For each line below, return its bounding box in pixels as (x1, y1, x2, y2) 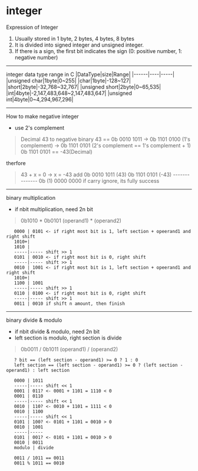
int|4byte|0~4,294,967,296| (6, 95, 74, 103)
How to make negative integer (6, 113, 80, 120)
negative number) (14, 54, 58, 61)
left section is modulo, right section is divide (14, 334, 122, 341)
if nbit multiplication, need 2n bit (14, 205, 93, 213)
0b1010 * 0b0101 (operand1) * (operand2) (20, 217, 122, 224)
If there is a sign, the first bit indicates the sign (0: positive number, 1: (14, 47, 183, 54)
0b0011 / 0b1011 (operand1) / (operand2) (20, 345, 118, 353)
